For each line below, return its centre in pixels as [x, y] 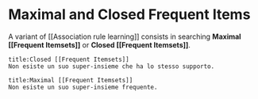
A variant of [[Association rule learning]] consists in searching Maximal [125, 36]
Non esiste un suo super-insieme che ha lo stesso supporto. [112, 66]
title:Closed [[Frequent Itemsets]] [69, 59]
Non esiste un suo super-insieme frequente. [83, 87]
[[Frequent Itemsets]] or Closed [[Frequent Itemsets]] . [99, 44]
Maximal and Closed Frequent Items [129, 15]
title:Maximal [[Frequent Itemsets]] [71, 80]
